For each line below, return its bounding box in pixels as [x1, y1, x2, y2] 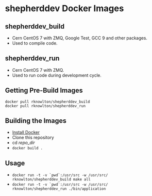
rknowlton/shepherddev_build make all [12, 177, 91, 182]
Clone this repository [12, 134, 54, 141]
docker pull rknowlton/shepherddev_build [5, 99, 90, 104]
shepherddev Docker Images [5, 3, 124, 14]
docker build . [12, 146, 43, 151]
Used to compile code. [12, 40, 58, 46]
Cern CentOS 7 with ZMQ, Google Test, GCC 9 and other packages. [12, 35, 148, 41]
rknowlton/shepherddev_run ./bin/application [12, 186, 106, 192]
